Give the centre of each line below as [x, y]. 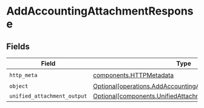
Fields [18, 46]
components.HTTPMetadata [134, 75]
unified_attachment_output [48, 96]
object [19, 86]
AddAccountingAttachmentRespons [100, 11]
